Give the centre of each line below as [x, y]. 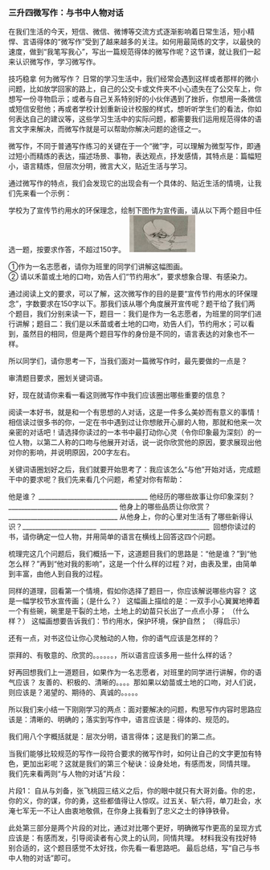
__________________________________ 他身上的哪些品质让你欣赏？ [110, 507]
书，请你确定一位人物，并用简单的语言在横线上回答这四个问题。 [114, 537]
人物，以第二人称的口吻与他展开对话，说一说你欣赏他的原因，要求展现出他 [138, 443]
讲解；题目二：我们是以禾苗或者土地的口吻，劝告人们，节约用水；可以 [131, 324]
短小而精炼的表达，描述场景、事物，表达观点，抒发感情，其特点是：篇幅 [135, 156]
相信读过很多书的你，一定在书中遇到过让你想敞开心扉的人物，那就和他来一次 [135, 423]
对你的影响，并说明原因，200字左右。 [72, 452]
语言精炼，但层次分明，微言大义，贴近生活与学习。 [106, 166]
